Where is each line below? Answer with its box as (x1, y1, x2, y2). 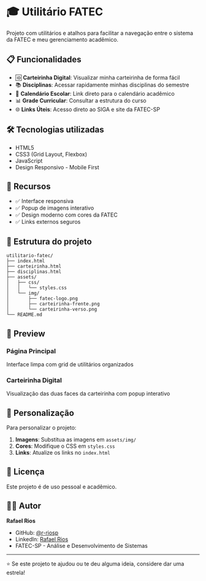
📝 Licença (6, 467, 45, 477)
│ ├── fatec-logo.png (6, 296, 78, 302)
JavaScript (15, 157, 43, 164)
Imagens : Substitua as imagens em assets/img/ (15, 436, 137, 443)
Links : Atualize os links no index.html (15, 448, 110, 456)
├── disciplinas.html (6, 269, 62, 275)
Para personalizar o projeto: (6, 424, 77, 431)
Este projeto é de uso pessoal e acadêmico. (6, 483, 117, 490)
